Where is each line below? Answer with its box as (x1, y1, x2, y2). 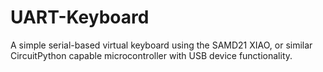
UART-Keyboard (10, 6, 150, 29)
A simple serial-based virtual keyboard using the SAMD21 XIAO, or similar (10, 39, 313, 51)
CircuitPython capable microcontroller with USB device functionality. (10, 49, 293, 61)
